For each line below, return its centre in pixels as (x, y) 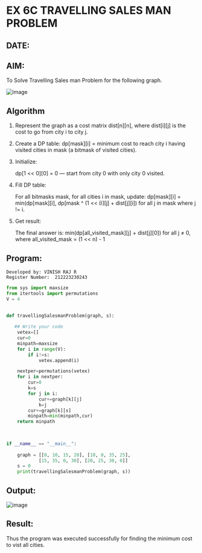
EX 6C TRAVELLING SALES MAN (89, 11)
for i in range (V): (42, 349)
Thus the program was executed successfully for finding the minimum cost (99, 538)
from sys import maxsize (37, 288)
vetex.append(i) (59, 360)
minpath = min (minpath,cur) (61, 416)
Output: (21, 491)
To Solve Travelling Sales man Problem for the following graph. (84, 80)
